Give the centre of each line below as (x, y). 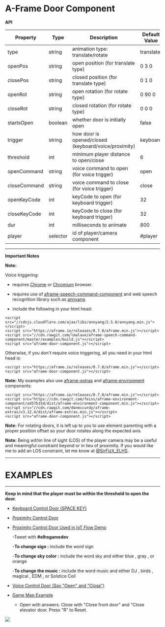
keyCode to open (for (97, 197)
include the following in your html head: (52, 309)
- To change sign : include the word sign (53, 546)
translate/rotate (90, 55)
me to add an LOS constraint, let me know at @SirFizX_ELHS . (67, 451)
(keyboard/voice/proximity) (104, 146)
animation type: (90, 49)
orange (19, 561)
